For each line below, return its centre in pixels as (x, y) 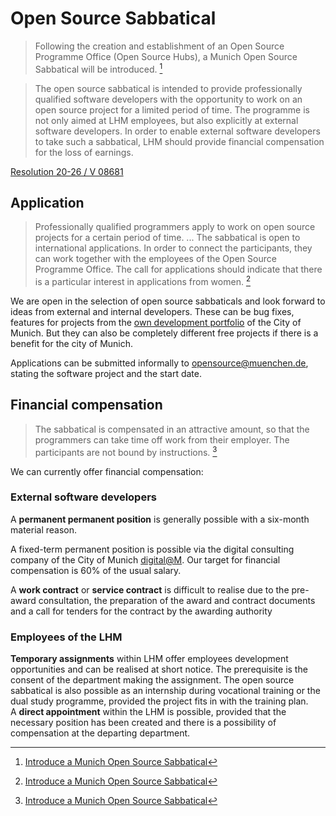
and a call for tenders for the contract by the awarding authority (141, 611)
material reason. (44, 529)
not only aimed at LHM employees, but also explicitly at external (166, 120)
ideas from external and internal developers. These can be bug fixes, (152, 312)
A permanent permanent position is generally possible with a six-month (160, 519)
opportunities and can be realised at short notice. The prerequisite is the (159, 669)
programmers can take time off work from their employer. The (162, 439)
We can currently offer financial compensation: (107, 471)
